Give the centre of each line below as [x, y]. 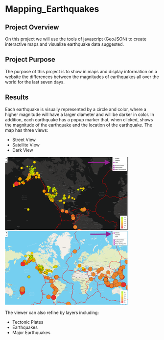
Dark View [23, 150]
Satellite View [26, 145]
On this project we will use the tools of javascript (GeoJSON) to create [76, 39]
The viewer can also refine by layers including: [52, 312]
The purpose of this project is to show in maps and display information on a [81, 71]
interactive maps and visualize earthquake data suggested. [65, 44]
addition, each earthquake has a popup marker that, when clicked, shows [79, 119]
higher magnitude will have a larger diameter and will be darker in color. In [80, 114]
